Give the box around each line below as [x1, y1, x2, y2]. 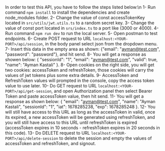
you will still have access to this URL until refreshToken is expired [5, 119, 137, 125]
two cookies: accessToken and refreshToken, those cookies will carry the [5, 67, 154, 73]
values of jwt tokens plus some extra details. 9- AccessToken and [5, 73, 138, 78]
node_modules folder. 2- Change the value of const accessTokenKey [5, 15, 145, 20]
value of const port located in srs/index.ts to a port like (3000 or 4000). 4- [5, 25, 159, 31]
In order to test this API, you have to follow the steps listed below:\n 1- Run [5, 4, 156, 10]
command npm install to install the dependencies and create [5, 9, 130, 15]
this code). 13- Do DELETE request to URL [5, 130, 90, 136]
